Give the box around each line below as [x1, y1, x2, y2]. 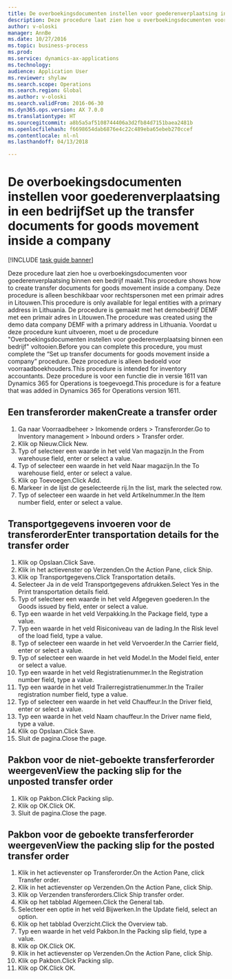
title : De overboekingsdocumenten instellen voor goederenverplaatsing [8, 10, 218, 17]
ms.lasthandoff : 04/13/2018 [8, 139, 89, 146]
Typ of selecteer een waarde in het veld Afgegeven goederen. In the [17, 594, 210, 603]
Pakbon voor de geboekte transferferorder [8, 828, 194, 840]
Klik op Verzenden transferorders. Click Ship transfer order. [17, 891, 184, 899]
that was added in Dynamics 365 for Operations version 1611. [8, 387, 181, 395]
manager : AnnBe [8, 29, 52, 37]
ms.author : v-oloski [8, 94, 67, 101]
